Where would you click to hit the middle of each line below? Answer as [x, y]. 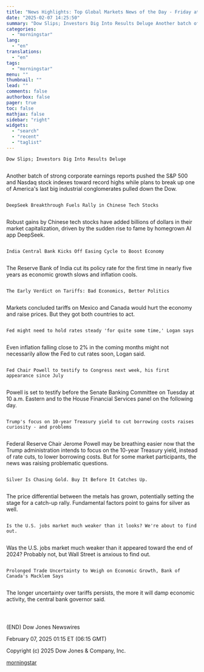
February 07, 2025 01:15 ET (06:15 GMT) [56, 638]
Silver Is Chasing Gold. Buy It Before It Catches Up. [77, 479]
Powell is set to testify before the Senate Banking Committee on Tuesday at [100, 392]
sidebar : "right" [28, 120]
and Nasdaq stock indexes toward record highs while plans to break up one [101, 182]
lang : [13, 40]
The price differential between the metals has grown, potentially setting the [100, 496]
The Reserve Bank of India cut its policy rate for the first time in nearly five [99, 268]
